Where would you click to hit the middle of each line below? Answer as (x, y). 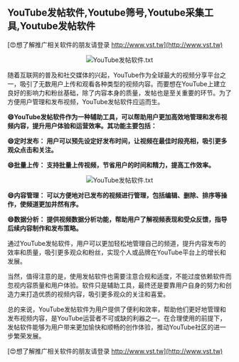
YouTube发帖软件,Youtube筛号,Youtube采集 (106, 13)
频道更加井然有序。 (54, 204)
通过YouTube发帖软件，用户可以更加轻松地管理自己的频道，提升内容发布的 (117, 243)
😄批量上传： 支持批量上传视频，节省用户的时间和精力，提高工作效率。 (111, 165)
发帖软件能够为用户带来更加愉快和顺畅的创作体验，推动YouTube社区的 (111, 327)
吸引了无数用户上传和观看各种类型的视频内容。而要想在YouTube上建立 (123, 83)
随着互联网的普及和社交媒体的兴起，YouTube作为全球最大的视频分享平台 (114, 75)
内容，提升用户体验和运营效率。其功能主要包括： (85, 125)
